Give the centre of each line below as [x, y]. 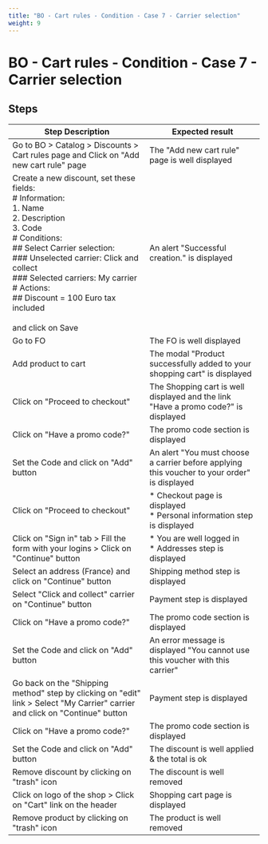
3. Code [27, 228]
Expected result [203, 131]
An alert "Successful [188, 248]
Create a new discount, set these [74, 178]
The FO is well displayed [195, 340]
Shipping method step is [195, 571]
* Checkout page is [186, 495]
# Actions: [31, 287]
